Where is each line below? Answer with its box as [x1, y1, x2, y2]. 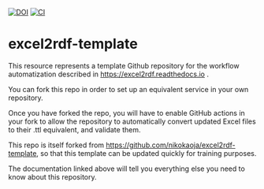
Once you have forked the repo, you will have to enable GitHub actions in [8, 108, 246, 117]
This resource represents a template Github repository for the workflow [8, 61, 240, 70]
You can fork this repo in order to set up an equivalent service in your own [8, 84, 249, 94]
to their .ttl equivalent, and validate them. [8, 124, 141, 134]
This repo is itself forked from [8, 140, 105, 150]
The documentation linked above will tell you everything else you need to [8, 164, 246, 173]
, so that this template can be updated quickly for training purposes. [36, 148, 257, 157]
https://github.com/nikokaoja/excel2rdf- [106, 140, 236, 150]
